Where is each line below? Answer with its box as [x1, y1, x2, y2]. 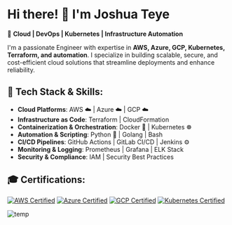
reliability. [7, 65, 35, 74]
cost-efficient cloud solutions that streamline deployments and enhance [7, 58, 215, 66]
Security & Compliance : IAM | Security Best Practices [17, 153, 174, 161]
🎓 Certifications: [7, 174, 86, 186]
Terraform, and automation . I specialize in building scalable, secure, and [7, 51, 219, 59]
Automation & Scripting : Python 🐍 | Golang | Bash [17, 130, 163, 139]
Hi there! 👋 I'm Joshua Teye [7, 6, 170, 22]
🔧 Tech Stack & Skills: [7, 86, 104, 98]
